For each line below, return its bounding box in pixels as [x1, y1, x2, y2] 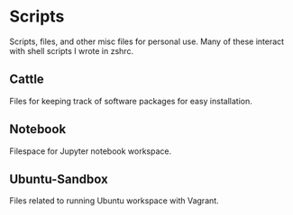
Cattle [9, 72, 45, 87]
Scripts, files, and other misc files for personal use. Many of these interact [9, 36, 285, 47]
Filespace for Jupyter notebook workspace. [9, 146, 172, 157]
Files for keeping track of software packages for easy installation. [9, 95, 252, 106]
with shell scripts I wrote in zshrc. [9, 45, 133, 56]
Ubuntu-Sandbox [9, 171, 108, 186]
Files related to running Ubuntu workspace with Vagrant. [9, 195, 219, 206]
